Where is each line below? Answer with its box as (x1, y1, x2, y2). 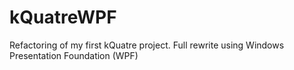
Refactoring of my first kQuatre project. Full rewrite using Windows (9, 39, 285, 51)
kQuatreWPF (9, 6, 117, 29)
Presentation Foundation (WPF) (9, 49, 139, 61)
